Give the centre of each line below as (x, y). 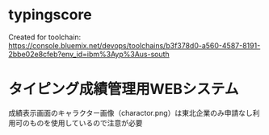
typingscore (50, 15)
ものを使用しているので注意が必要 (86, 123)
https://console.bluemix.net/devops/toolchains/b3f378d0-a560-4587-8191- (134, 45)
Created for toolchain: (45, 37)
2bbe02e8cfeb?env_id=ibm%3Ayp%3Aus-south (89, 54)
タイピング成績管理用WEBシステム (124, 89)
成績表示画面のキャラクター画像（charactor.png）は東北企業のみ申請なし (130, 112)
